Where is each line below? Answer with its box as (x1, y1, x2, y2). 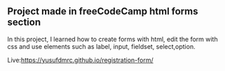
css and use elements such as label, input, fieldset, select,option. (7, 42, 196, 51)
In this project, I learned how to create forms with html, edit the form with (7, 35, 219, 43)
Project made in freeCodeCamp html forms (7, 6, 198, 17)
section (7, 17, 41, 29)
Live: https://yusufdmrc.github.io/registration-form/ (7, 56, 154, 64)
